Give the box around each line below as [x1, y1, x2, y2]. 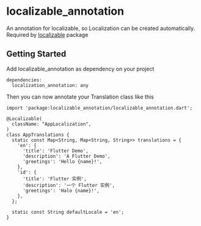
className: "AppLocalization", [12, 121, 92, 127]
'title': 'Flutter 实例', [22, 176, 87, 182]
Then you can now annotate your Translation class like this [6, 93, 154, 100]
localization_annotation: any [12, 82, 89, 88]
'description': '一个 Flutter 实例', [22, 182, 115, 188]
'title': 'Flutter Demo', [22, 148, 89, 154]
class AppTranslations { [6, 132, 70, 138]
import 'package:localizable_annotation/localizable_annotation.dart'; [6, 105, 192, 111]
